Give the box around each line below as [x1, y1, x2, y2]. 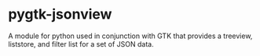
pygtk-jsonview [8, 5, 112, 23]
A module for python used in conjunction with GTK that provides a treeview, [8, 31, 253, 40]
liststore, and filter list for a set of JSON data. [8, 39, 155, 48]
